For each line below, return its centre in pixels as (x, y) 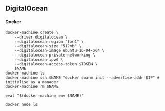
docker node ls (22, 104)
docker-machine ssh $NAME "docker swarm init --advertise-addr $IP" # (82, 77)
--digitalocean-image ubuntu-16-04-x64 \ (59, 50)
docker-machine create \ (32, 32)
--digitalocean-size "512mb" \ (48, 46)
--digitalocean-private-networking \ (55, 55)
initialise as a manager (32, 82)
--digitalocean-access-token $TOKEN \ (56, 64)
